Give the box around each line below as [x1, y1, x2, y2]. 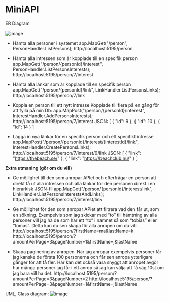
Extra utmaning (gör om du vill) [5, 165, 72, 171]
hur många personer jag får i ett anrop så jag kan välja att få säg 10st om [12, 264, 164, 270]
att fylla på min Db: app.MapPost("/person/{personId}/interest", [12, 107, 146, 113]
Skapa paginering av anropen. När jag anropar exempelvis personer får [12, 248, 162, 255]
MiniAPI [5, 4, 39, 15]
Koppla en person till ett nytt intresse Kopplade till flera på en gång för [12, 102, 159, 108]
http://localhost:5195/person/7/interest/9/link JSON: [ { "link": [12, 149, 141, 156]
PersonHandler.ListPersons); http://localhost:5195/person [12, 45, 133, 51]
